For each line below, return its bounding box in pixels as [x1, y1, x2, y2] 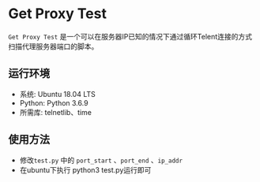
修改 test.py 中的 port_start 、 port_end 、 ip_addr [19, 155, 183, 165]
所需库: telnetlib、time [19, 107, 92, 117]
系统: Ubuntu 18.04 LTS [19, 89, 96, 98]
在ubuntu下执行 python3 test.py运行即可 [19, 165, 152, 174]
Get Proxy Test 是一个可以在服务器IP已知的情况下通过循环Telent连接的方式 [8, 32, 253, 41]
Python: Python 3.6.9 [19, 98, 89, 107]
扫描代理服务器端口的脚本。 [8, 41, 99, 51]
